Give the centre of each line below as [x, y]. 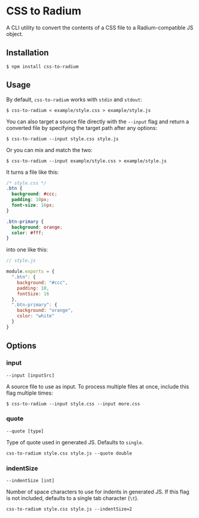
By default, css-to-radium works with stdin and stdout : [74, 99]
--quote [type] [25, 431]
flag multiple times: [30, 393]
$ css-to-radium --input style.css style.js [62, 139]
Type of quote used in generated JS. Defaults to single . [75, 442]
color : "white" [36, 316]
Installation [27, 53]
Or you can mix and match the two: [49, 150]
